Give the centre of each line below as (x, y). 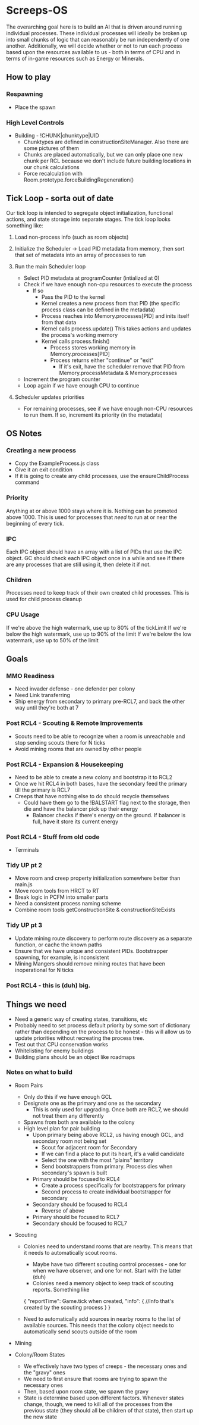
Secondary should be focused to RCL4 (80, 1204)
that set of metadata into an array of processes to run (80, 255)
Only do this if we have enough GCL (68, 1096)
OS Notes (24, 434)
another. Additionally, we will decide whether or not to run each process (94, 46)
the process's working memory (80, 335)
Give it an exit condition (43, 470)
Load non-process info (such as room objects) (72, 237)
